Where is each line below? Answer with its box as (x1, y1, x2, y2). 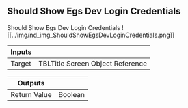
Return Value (10, 90, 52, 99)
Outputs (17, 78, 45, 87)
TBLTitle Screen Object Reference (38, 58, 148, 68)
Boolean (57, 90, 85, 99)
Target (10, 58, 32, 68)
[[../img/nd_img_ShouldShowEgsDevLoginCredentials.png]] (7, 31, 175, 39)
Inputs (10, 47, 32, 57)
